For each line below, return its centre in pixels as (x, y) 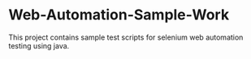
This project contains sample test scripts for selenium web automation (126, 37)
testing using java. (39, 45)
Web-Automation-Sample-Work (119, 15)
